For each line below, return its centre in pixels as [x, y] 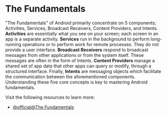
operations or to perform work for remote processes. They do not [91, 44]
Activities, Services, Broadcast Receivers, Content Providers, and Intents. [82, 28]
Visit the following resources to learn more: [50, 97]
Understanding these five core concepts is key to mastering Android [76, 82]
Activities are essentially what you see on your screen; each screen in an [82, 33]
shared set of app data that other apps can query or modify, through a [78, 66]
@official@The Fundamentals [43, 107]
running [13, 44]
